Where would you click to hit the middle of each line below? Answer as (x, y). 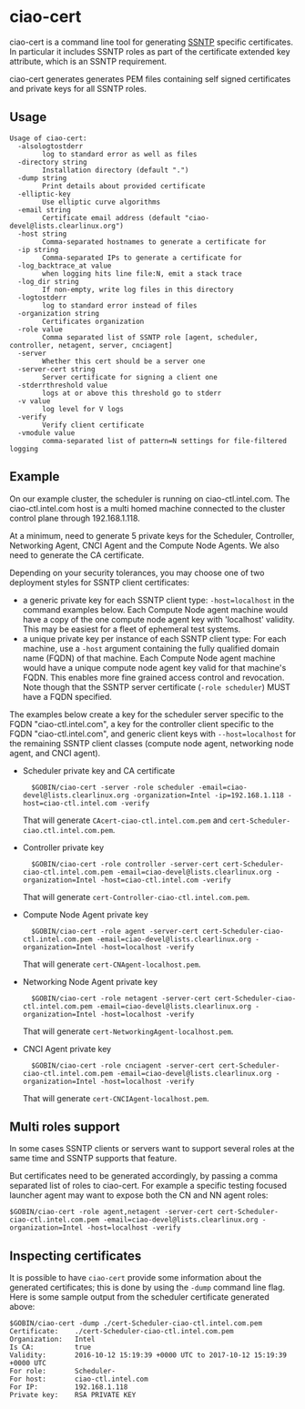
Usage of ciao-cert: (49, 138)
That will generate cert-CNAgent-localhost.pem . (112, 964)
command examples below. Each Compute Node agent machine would (155, 609)
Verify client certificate (93, 425)
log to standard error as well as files (120, 154)
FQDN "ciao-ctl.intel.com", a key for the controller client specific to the (142, 724)
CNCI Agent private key (67, 1049)
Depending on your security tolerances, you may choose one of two (137, 573)
